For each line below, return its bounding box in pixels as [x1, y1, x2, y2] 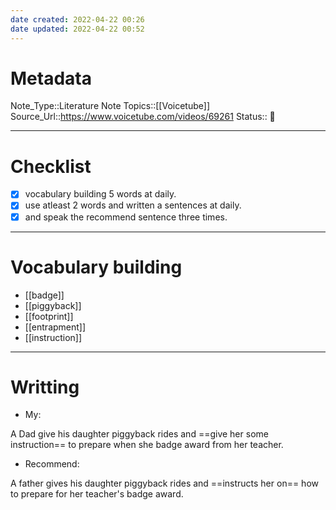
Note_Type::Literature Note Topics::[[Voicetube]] [10, 100, 211, 112]
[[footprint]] [24, 310, 74, 322]
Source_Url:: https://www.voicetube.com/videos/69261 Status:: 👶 [10, 111, 276, 123]
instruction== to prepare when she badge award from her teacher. [10, 439, 284, 451]
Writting [10, 376, 80, 398]
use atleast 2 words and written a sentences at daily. [24, 199, 242, 211]
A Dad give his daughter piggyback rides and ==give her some [10, 428, 269, 440]
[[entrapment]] [24, 321, 87, 333]
